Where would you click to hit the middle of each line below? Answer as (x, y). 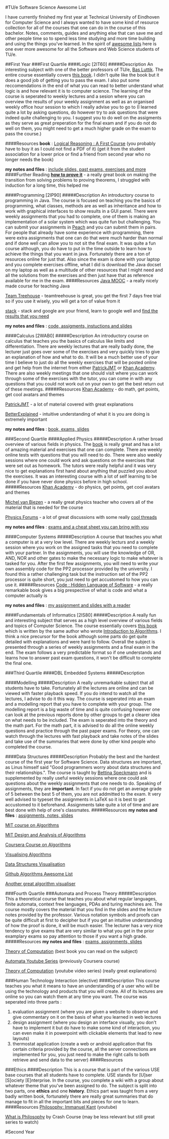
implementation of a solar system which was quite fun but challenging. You (83, 222)
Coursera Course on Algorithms (38, 845)
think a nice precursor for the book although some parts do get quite (76, 636)
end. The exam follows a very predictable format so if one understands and (83, 652)
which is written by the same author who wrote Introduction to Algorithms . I (83, 631)
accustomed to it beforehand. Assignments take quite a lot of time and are (82, 805)
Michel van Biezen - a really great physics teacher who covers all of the (79, 502)
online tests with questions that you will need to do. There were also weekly (84, 455)
